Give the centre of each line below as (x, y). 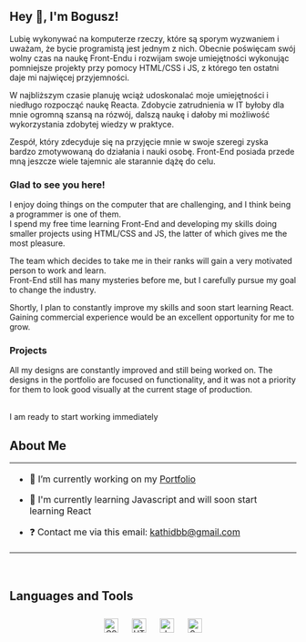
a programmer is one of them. (65, 214)
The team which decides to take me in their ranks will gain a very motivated (151, 261)
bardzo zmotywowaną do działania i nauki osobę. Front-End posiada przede (152, 151)
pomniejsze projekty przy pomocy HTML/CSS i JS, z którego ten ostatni (144, 67)
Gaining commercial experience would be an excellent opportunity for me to (152, 317)
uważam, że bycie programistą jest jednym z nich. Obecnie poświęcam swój (153, 48)
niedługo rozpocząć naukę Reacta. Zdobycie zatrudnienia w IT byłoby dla (147, 105)
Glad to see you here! (57, 185)
